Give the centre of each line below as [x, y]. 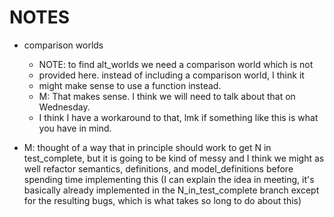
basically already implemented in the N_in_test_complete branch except [171, 190]
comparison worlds [63, 45]
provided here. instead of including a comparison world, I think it [171, 75]
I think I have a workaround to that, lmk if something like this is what [178, 117]
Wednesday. [64, 107]
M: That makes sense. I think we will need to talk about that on [167, 96]
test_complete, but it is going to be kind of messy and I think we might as [174, 158]
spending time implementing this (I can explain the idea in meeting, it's [169, 179]
